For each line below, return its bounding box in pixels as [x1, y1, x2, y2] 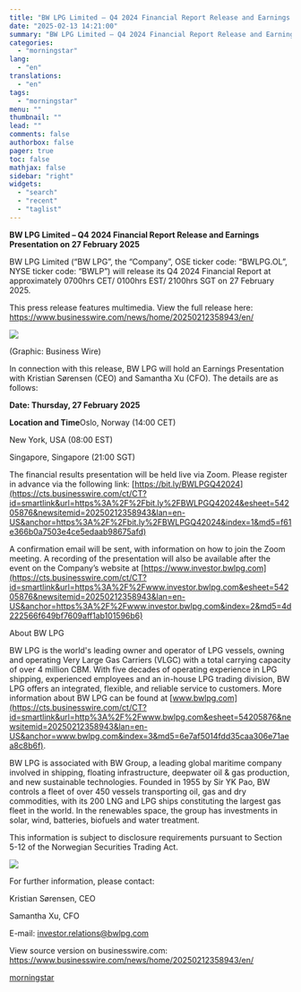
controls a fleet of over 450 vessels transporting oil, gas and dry [9, 786, 246, 797]
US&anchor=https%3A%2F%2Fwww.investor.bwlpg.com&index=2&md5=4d [9, 600, 292, 611]
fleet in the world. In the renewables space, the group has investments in [9, 805, 278, 815]
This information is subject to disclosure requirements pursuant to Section [9, 832, 282, 842]
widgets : [9, 180, 42, 189]
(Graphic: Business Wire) [9, 346, 101, 357]
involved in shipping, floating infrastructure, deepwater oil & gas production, [9, 767, 290, 778]
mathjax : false [9, 163, 66, 172]
